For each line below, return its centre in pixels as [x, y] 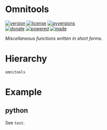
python [17, 111]
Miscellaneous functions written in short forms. [54, 38]
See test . [15, 122]
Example [23, 92]
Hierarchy [26, 59]
